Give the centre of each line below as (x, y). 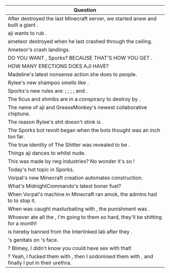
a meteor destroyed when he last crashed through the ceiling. (80, 41)
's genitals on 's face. (33, 240)
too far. (16, 136)
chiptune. (19, 114)
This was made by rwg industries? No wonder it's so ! (71, 161)
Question (85, 10)
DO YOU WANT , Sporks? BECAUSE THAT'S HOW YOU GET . (80, 58)
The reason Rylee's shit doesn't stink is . (56, 122)
